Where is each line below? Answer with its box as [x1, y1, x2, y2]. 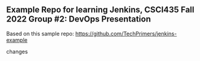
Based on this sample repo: [6, 30, 74, 37]
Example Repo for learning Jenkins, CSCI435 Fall [6, 5, 195, 15]
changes [6, 48, 28, 55]
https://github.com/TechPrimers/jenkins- [75, 30, 177, 37]
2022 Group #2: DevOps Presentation [6, 14, 151, 25]
